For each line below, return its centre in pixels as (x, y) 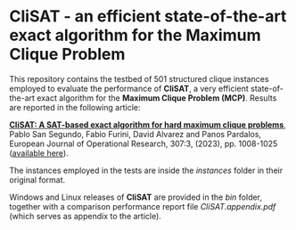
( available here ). (39, 152)
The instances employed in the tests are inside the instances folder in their (146, 170)
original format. (37, 179)
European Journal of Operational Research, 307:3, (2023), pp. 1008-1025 (144, 144)
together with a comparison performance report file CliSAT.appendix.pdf (143, 206)
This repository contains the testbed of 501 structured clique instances (139, 78)
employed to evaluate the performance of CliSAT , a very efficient (129, 88)
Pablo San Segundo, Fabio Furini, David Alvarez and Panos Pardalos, (135, 134)
